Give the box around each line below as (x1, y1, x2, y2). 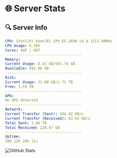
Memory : (5, 57, 21, 62)
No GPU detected (5, 98, 38, 103)
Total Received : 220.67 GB (5, 125, 60, 130)
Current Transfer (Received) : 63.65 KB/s (5, 116, 91, 121)
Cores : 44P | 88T (5, 47, 40, 53)
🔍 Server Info (5, 23, 48, 32)
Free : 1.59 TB (5, 84, 34, 89)
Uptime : (5, 134, 21, 139)
